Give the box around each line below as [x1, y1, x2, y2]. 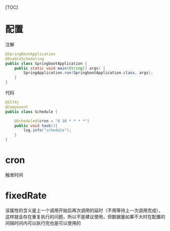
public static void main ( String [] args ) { [14, 65, 106, 71]
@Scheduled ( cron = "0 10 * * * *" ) [14, 118, 90, 123]
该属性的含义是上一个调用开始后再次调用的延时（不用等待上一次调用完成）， [5, 207, 163, 213]
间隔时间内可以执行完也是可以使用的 [5, 220, 81, 226]
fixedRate [5, 190, 47, 202]
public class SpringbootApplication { [5, 61, 87, 66]
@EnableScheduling [5, 56, 44, 61]
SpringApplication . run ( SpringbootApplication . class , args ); [23, 71, 153, 76]
